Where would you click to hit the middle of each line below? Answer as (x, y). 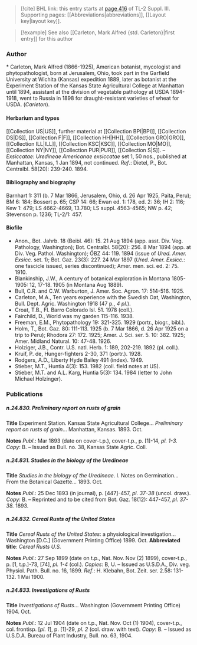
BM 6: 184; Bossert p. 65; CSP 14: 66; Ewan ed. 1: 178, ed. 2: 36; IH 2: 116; (96, 202)
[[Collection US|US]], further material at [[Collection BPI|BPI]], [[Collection (96, 131)
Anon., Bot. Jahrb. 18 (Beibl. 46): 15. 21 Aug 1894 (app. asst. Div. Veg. (99, 241)
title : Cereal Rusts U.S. (34, 546)
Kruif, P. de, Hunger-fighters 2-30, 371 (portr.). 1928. (78, 353)
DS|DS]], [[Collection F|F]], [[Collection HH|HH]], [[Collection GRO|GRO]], (96, 137)
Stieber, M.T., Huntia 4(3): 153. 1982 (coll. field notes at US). (87, 366)
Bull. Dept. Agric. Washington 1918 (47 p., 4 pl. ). (73, 303)
